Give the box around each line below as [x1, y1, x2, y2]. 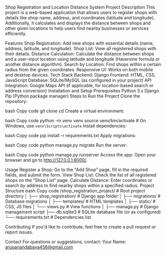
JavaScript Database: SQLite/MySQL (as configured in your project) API [5, 77, 152, 83]
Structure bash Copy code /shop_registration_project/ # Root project [5, 188, 145, 193]
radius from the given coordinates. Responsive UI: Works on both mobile [5, 67, 154, 73]
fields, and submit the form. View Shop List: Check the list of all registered [5, 172, 157, 178]
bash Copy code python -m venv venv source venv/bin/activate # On [5, 118, 146, 123]
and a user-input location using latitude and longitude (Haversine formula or [5, 56, 160, 62]
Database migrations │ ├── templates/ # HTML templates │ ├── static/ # [5, 198, 156, 204]
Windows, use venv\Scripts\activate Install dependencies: [5, 123, 127, 129]
